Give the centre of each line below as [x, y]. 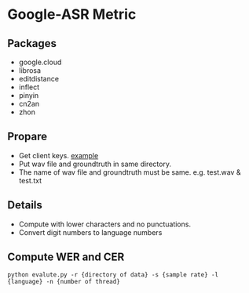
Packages [32, 43]
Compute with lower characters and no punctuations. [105, 224]
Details [25, 205]
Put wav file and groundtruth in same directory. [95, 164]
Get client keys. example [59, 155]
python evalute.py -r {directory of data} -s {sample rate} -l [113, 275]
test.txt [30, 180]
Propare [27, 137]
